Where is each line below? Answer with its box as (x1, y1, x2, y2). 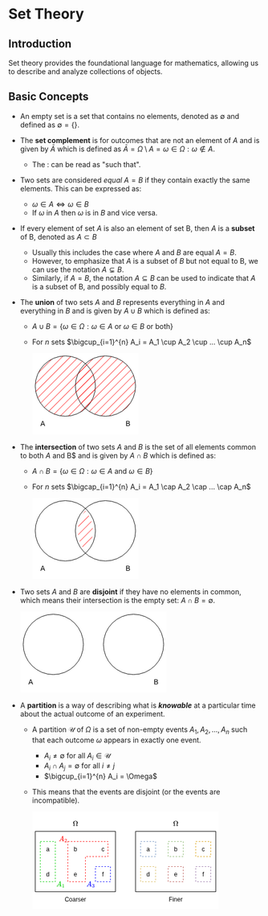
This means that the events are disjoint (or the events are (31, 787, 221, 797)
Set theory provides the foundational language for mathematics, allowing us (8, 58, 259, 68)
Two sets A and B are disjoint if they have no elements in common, (19, 586, 242, 596)
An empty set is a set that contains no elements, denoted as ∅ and (19, 111, 240, 121)
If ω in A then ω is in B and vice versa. (31, 207, 158, 217)
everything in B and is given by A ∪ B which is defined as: (19, 306, 210, 315)
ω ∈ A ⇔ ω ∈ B (31, 199, 90, 209)
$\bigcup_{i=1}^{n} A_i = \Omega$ (43, 771, 158, 781)
